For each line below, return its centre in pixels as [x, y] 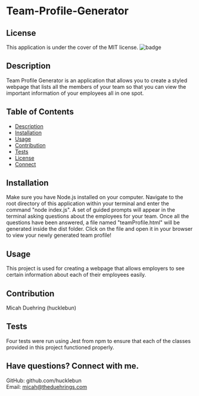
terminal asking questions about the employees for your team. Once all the [98, 216]
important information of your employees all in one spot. [75, 93]
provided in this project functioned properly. [60, 347]
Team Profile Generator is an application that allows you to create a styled [97, 80]
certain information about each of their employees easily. [76, 275]
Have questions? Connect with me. [72, 366]
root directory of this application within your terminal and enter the [88, 203]
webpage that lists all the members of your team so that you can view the [96, 86]
